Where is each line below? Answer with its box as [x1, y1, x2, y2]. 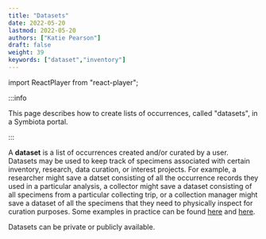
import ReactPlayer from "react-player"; [8, 77, 139, 87]
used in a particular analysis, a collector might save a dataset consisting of [8, 181, 253, 191]
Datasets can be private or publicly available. [8, 222, 156, 231]
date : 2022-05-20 [8, 19, 66, 27]
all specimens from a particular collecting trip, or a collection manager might [8, 190, 258, 199]
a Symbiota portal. [8, 117, 69, 126]
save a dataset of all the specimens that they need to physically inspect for [8, 198, 253, 207]
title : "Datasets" [8, 11, 69, 20]
